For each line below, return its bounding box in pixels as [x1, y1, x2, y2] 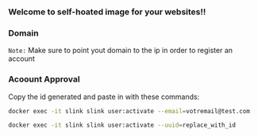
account [8, 54, 36, 63]
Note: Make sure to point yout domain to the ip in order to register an [8, 46, 233, 55]
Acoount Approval [8, 74, 81, 85]
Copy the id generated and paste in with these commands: [8, 92, 200, 101]
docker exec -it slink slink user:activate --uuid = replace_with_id [8, 121, 237, 129]
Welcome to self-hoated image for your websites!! [8, 6, 206, 17]
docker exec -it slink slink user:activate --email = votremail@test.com [8, 107, 250, 115]
